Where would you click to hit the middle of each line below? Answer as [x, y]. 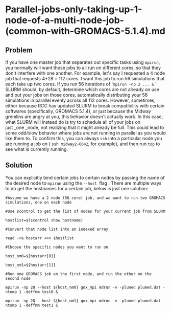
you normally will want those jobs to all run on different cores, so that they [83, 68]
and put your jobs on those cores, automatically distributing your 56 [77, 95]
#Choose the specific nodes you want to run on [57, 247]
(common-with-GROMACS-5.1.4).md [86, 31]
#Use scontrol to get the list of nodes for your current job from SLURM [86, 211]
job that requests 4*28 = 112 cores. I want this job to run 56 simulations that [85, 79]
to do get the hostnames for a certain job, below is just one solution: [77, 188]
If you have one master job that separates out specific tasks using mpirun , [83, 62]
